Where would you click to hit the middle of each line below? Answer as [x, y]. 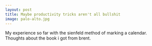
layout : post [19, 10]
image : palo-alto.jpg [27, 19]
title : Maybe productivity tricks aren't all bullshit [63, 14]
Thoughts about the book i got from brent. [48, 38]
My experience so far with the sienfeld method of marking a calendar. [76, 33]
